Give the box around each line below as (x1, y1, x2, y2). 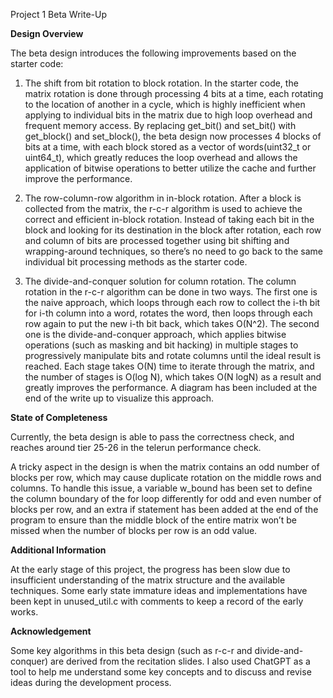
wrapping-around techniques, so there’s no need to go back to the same (24, 245, 323, 257)
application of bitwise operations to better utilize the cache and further (24, 162, 317, 174)
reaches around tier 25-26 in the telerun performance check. (10, 442, 262, 453)
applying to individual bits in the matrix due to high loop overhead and (24, 109, 313, 121)
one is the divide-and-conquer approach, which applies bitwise (24, 329, 287, 340)
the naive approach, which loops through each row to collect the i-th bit (24, 297, 321, 308)
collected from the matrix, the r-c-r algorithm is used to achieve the (24, 203, 303, 214)
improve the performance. (24, 173, 133, 184)
